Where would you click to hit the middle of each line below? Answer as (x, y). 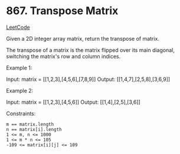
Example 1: (19, 68)
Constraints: (21, 113)
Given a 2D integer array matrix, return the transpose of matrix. (83, 38)
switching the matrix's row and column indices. (63, 56)
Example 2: (20, 90)
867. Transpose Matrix (62, 11)
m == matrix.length (30, 124)
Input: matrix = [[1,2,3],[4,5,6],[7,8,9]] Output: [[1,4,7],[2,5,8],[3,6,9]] (88, 79)
